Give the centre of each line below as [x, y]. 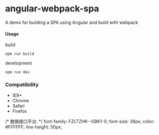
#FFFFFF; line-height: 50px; [34, 127]
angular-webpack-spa [52, 9]
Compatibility [22, 85]
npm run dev [17, 72]
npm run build [20, 54]
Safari [18, 106]
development [19, 63]
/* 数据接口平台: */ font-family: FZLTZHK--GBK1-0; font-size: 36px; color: [80, 122]
